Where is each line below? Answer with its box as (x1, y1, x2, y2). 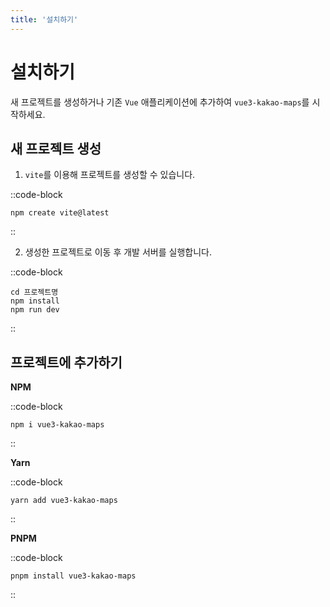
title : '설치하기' (10, 14, 79, 25)
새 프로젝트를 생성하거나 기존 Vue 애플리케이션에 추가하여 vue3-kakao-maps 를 (10, 96, 310, 108)
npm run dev (10, 305, 60, 315)
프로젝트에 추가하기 (10, 354, 123, 371)
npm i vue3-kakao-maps (10, 420, 105, 430)
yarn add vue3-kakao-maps (10, 496, 118, 506)
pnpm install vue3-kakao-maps (10, 571, 137, 581)
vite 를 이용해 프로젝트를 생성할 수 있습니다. (24, 169, 196, 181)
